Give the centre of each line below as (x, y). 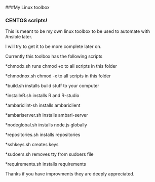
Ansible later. (19, 37)
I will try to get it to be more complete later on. (53, 47)
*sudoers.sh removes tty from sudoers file (49, 154)
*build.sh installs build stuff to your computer (52, 86)
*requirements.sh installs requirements (46, 164)
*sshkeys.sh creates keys (32, 145)
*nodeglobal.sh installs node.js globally (46, 125)
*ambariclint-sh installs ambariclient (43, 105)
